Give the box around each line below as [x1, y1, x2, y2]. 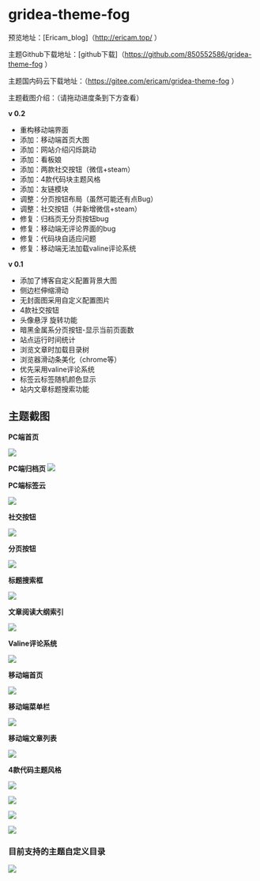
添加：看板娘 [19, 154, 62, 164]
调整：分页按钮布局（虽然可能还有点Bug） [19, 194, 158, 203]
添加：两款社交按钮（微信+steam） [19, 164, 135, 174]
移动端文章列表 [8, 733, 57, 743]
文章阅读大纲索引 [8, 607, 64, 616]
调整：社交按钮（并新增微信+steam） [19, 204, 142, 213]
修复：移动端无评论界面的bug [19, 224, 116, 233]
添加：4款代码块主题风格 [19, 174, 101, 183]
